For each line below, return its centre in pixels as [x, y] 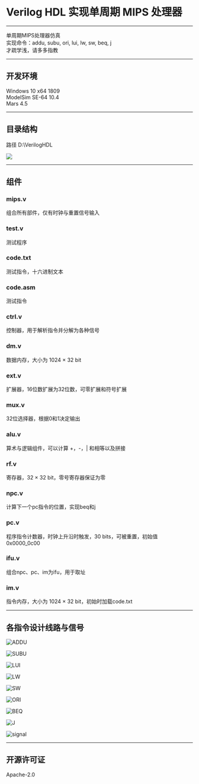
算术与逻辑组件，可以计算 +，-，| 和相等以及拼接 [66, 448]
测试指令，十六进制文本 [35, 271]
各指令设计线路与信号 [45, 628]
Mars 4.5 [17, 103]
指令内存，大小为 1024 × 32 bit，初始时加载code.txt [69, 602]
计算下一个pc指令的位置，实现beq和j [51, 507]
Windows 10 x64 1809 [33, 91]
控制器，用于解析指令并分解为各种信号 [53, 331]
